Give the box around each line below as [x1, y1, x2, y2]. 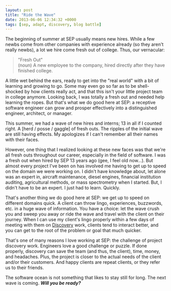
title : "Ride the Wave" [5, 12, 56, 17]
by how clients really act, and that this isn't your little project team [25, 88, 163, 95]
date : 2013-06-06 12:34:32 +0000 [5, 17, 77, 22]
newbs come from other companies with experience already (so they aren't [5, 42, 164, 48]
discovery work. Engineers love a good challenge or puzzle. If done [5, 243, 147, 249]
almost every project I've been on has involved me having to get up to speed [5, 163, 166, 169]
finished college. [17, 68, 53, 74]
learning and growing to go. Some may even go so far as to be [5, 83, 136, 89]
